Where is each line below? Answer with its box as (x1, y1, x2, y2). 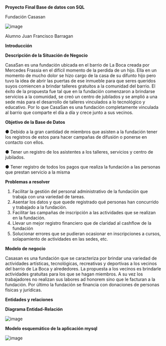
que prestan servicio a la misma (5, 169, 70, 175)
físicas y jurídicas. (5, 287, 42, 293)
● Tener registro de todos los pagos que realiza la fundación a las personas (5, 164, 161, 170)
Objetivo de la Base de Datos (5, 119, 65, 125)
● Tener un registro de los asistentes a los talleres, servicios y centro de (5, 149, 154, 155)
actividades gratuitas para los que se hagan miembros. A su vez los (5, 271, 143, 277)
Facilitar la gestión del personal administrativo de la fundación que (12, 188, 148, 194)
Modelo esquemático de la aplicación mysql (5, 326, 98, 331)
